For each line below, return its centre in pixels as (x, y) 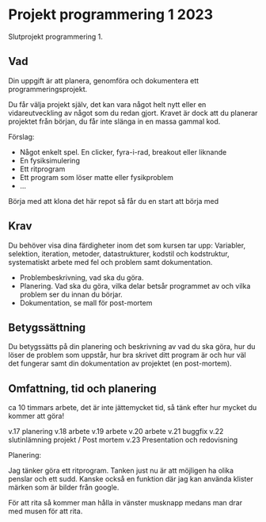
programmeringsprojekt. (48, 89)
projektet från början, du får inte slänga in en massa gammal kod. (114, 121)
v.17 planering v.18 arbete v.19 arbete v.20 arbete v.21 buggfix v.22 (116, 432)
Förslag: (21, 136)
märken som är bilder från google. (64, 487)
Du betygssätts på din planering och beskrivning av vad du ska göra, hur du (132, 347)
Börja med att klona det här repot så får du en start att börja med (114, 201)
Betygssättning (47, 327)
